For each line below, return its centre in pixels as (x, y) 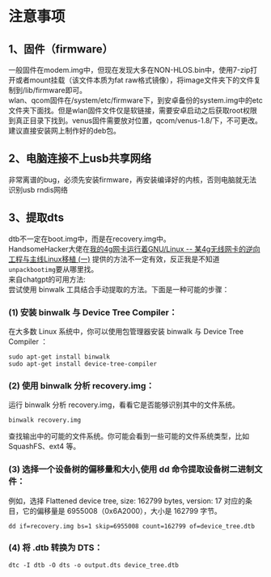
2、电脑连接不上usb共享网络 (80, 159)
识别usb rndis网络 (38, 189)
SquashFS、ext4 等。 (44, 447)
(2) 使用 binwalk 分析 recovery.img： (82, 385)
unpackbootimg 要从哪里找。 (53, 269)
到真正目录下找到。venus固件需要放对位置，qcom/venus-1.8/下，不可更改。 (135, 121)
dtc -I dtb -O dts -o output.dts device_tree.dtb (94, 565)
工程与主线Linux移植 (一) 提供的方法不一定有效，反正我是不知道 (114, 259)
